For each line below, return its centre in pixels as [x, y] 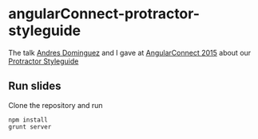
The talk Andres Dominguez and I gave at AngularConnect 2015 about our [130, 52]
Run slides [35, 86]
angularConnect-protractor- [104, 14]
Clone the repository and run [56, 105]
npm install [28, 120]
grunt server [30, 127]
